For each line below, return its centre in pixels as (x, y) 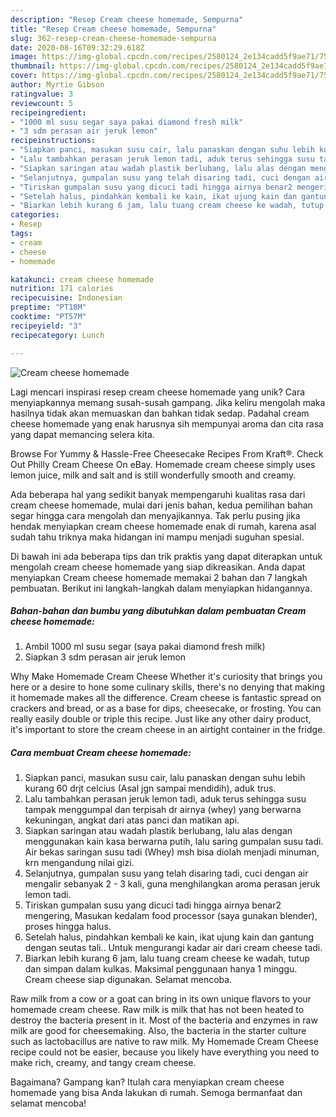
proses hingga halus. (68, 927)
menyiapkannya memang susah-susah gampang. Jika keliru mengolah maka (168, 402)
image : (24, 57)
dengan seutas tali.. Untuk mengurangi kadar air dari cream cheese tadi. (173, 948)
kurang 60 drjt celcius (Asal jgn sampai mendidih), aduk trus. (150, 788)
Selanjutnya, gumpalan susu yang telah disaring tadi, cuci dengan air (166, 873)
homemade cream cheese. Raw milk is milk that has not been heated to (157, 1010)
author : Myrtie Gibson (57, 85)
